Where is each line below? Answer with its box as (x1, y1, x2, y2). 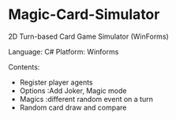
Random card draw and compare (19, 103, 127, 112)
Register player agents (19, 77, 93, 87)
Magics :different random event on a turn (19, 94, 154, 103)
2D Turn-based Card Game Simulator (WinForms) (8, 32, 170, 41)
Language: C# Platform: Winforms (8, 47, 119, 56)
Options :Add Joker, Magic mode (19, 85, 127, 96)
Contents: (8, 62, 40, 72)
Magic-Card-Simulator (8, 6, 160, 24)
